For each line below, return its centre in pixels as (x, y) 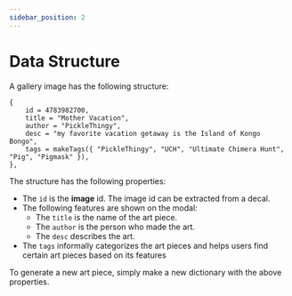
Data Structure (65, 61)
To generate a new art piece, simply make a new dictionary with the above (146, 272)
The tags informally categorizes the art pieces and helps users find (145, 245)
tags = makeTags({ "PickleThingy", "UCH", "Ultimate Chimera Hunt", (155, 149)
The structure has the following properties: (88, 181)
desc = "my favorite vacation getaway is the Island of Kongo (143, 133)
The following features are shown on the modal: (109, 208)
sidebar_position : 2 (48, 17)
